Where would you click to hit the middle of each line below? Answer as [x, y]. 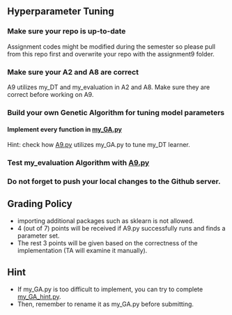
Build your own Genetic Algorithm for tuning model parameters [116, 112]
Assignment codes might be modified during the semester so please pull [111, 46]
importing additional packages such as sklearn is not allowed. [106, 221]
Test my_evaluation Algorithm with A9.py [78, 163]
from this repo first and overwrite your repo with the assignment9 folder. [111, 54]
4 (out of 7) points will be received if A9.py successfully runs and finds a [121, 228]
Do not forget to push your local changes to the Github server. [114, 181]
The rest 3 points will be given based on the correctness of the [108, 243]
